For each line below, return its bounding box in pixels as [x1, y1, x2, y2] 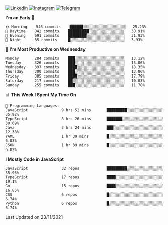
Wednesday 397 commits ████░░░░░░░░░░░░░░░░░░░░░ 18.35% [5, 65, 145, 70]
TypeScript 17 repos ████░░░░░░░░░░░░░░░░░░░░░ [5, 175, 163, 180]
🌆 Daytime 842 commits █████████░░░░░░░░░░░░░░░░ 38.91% [5, 29, 145, 34]
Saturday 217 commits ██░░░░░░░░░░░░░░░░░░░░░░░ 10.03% [5, 78, 145, 83]
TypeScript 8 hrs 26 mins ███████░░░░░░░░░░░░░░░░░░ [5, 116, 163, 121]
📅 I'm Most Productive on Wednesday [5, 46, 86, 52]
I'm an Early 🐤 [5, 15, 35, 20]
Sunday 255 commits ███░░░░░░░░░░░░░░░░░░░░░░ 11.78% [5, 83, 145, 88]
